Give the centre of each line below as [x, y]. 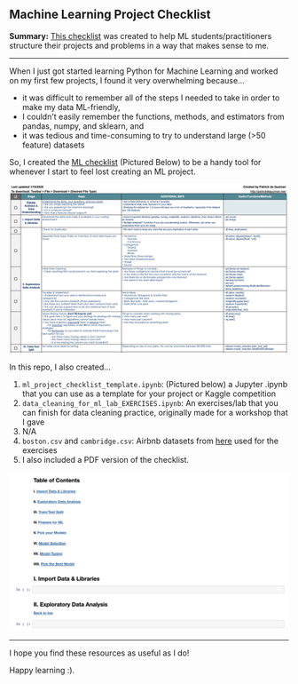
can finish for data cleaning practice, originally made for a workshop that [155, 412]
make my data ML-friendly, [71, 107]
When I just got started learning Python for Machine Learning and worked [144, 71]
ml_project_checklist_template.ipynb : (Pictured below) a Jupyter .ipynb [155, 384]
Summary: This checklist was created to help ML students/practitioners [141, 36]
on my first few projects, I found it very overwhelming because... [127, 80]
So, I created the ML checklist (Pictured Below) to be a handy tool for [135, 162]
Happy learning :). [42, 670]
